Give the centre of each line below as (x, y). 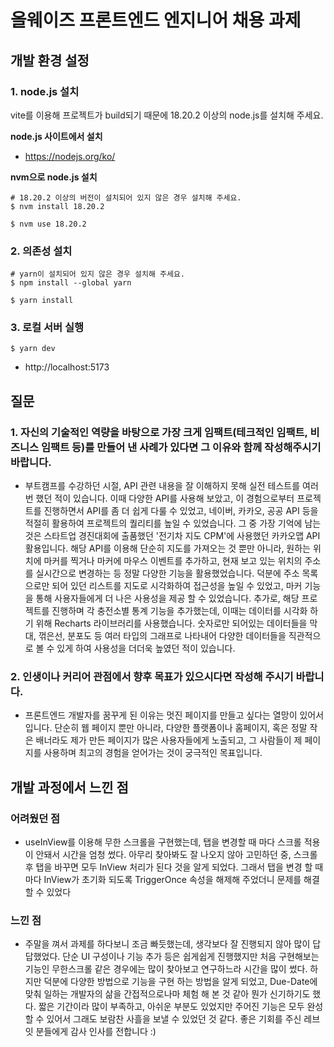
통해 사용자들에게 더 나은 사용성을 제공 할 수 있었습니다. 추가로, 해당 (167, 598)
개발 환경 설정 (50, 60)
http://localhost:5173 (67, 367)
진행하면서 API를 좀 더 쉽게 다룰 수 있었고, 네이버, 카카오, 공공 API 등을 (181, 511)
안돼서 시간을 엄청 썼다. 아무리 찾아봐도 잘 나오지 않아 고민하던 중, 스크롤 (176, 855)
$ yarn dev (33, 349)
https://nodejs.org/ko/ (70, 156)
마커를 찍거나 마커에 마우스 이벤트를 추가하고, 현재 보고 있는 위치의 (173, 561)
